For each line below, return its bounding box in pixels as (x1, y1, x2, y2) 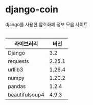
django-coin (5, 4, 59, 15)
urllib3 (8, 66, 24, 73)
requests (8, 58, 29, 65)
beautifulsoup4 (8, 91, 44, 98)
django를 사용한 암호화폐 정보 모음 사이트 (5, 21, 88, 27)
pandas (8, 82, 26, 90)
